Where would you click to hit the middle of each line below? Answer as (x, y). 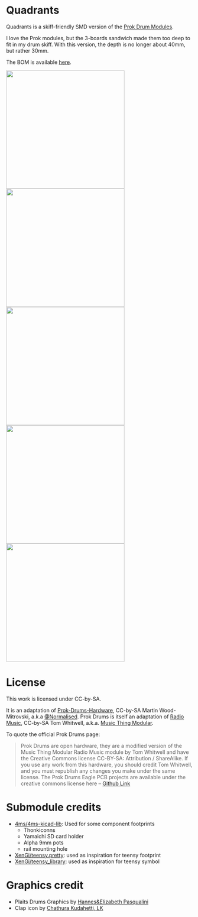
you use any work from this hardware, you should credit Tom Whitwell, (106, 764)
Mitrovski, (18, 717)
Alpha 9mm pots (43, 843)
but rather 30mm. (27, 50)
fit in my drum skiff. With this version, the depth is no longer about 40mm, (96, 44)
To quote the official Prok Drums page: (53, 734)
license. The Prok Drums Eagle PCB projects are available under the (103, 777)
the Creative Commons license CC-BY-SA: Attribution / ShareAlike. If (104, 758)
